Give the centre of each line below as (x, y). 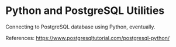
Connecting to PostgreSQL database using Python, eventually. (80, 27)
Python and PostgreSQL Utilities (85, 11)
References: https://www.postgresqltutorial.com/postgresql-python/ (88, 38)
